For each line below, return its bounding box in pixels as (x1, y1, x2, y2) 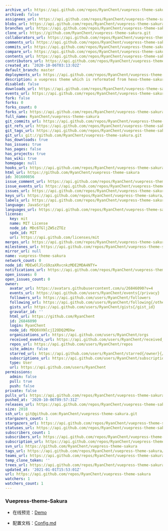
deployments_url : (5, 72, 41, 77)
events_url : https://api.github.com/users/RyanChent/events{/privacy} (9, 291, 160, 296)
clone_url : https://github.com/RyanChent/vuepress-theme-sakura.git (5, 30, 151, 35)
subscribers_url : (5, 435, 41, 440)
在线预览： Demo (12, 510, 47, 516)
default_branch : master (5, 68, 55, 73)
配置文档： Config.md (12, 520, 56, 526)
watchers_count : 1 (5, 481, 43, 486)
